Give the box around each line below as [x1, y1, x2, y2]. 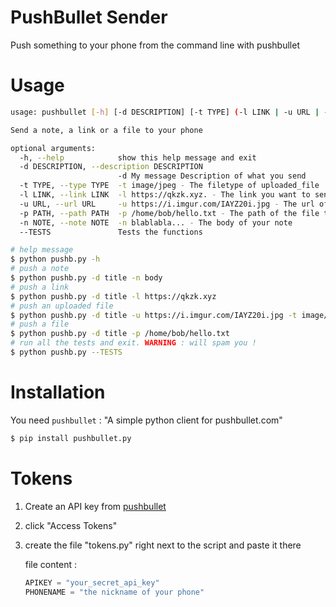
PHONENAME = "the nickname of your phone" [24, 587, 205, 597]
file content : [24, 558, 77, 570]
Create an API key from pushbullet [24, 500, 167, 512]
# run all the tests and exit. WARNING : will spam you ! [10, 338, 257, 348]
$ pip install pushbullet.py [10, 433, 132, 443]
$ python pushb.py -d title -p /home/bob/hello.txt [10, 329, 230, 339]
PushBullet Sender [10, 6, 168, 29]
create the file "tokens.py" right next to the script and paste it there [24, 539, 302, 551]
